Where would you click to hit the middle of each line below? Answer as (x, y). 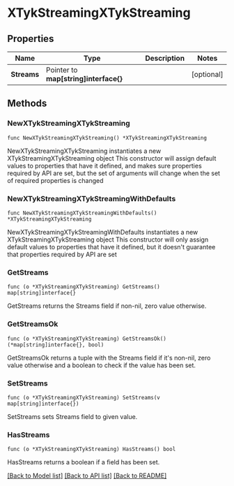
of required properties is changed (55, 180)
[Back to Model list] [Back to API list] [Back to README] (87, 476)
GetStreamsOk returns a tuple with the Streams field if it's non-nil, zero (109, 358)
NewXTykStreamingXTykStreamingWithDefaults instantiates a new (103, 232)
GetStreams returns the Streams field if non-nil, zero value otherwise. (107, 306)
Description (165, 58)
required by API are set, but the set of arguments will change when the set (114, 173)
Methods (27, 104)
